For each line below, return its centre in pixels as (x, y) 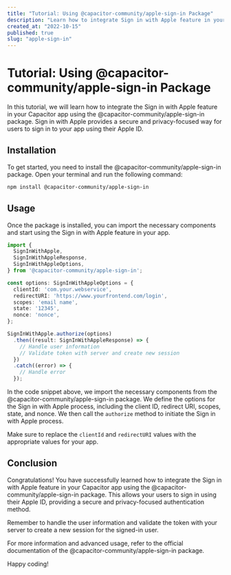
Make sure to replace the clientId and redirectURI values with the (102, 435)
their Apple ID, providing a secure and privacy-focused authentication (106, 502)
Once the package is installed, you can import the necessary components (112, 225)
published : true (30, 33)
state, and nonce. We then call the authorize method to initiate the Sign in (111, 414)
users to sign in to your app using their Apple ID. (75, 129)
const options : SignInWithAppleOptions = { (70, 283)
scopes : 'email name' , (46, 302)
